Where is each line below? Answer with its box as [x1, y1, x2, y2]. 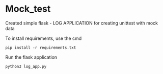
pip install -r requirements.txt [5, 45, 76, 50]
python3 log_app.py [5, 64, 47, 69]
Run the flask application [5, 54, 58, 60]
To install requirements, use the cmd [5, 35, 82, 41]
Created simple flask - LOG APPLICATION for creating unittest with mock [5, 20, 158, 26]
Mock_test [5, 3, 51, 15]
